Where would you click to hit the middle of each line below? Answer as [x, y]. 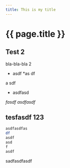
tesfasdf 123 [25, 118]
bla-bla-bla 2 [18, 64]
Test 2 [15, 52]
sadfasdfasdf [19, 161]
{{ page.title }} [35, 34]
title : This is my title [31, 10]
